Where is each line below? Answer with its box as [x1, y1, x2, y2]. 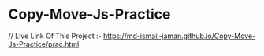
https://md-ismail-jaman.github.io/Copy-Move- [102, 31, 256, 40]
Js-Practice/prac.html [8, 39, 80, 48]
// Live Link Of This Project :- [8, 31, 102, 40]
